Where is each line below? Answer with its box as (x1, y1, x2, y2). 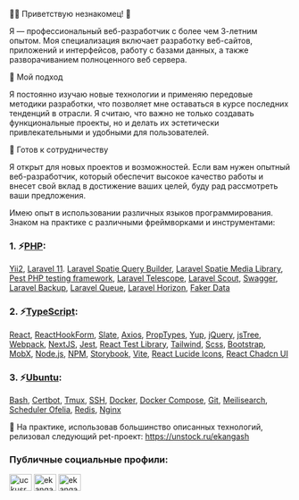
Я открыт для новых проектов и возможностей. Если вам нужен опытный (9, 162, 291, 172)
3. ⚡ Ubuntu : (9, 371, 62, 384)
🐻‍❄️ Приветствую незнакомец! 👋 (9, 9, 131, 19)
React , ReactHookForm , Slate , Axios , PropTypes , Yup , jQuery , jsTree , (9, 329, 262, 340)
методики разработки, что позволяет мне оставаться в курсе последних (9, 98, 289, 109)
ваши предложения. (9, 191, 87, 200)
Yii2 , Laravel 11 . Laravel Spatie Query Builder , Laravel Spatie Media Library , (9, 264, 284, 275)
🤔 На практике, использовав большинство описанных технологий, (9, 421, 263, 432)
